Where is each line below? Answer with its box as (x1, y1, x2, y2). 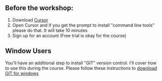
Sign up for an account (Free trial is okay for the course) (12, 32, 127, 38)
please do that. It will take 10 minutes (12, 27, 88, 33)
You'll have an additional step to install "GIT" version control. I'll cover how (5, 60, 157, 66)
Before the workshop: (5, 4, 74, 12)
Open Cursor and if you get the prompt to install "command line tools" (12, 22, 155, 28)
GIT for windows (5, 70, 39, 76)
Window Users (5, 47, 52, 55)
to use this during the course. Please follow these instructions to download (5, 65, 157, 71)
